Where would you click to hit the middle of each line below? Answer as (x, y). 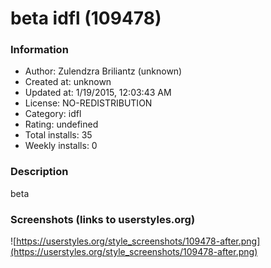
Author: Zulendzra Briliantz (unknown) (103, 71)
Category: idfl (53, 114)
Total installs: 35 (58, 135)
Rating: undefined (61, 124)
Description (39, 172)
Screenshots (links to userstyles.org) (103, 219)
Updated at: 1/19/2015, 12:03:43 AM (98, 93)
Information (39, 50)
